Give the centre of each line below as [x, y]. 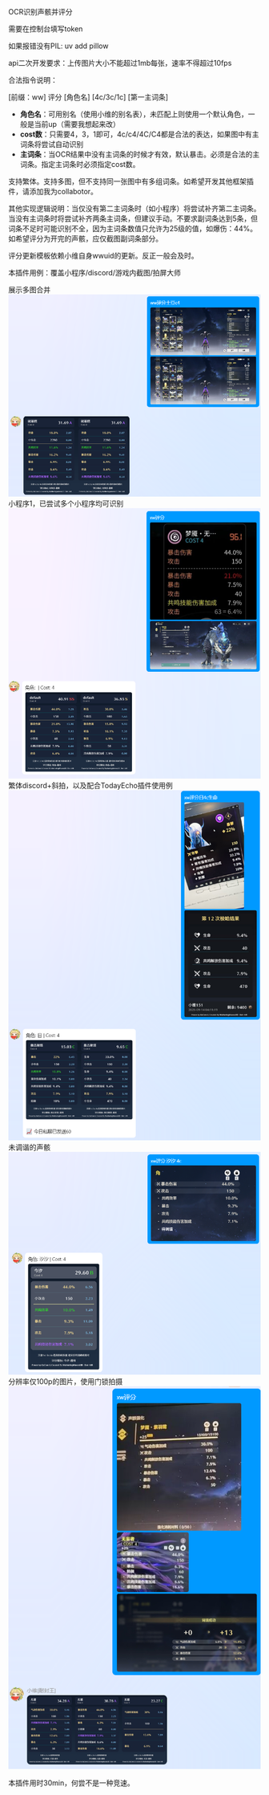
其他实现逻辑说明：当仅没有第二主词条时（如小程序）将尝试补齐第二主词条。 [134, 208]
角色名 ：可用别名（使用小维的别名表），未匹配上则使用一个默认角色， [134, 114]
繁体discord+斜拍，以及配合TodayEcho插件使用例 [91, 785]
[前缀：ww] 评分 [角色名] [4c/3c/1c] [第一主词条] [88, 97]
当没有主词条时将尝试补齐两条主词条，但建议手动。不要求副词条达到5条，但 [133, 218]
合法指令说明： [33, 80]
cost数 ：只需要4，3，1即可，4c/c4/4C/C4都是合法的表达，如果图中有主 [139, 134]
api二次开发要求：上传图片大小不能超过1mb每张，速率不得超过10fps [120, 63]
